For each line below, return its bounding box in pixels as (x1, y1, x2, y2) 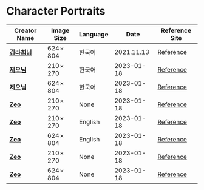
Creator (14, 26, 37, 35)
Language (78, 30, 109, 38)
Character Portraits (6, 4, 106, 18)
